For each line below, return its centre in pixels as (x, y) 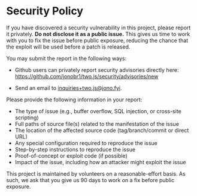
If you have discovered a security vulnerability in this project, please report (99, 28)
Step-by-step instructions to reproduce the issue (75, 149)
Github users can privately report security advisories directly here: (97, 70)
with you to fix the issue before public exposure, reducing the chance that (97, 40)
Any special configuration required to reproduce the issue (86, 143)
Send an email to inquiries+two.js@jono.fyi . (68, 88)
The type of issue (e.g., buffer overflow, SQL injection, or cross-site (98, 111)
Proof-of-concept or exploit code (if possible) (71, 156)
